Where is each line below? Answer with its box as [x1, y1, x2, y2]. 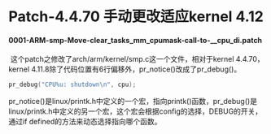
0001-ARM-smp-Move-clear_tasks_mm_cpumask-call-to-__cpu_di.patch [8, 35, 263, 45]
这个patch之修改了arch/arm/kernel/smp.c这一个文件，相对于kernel [10, 54, 234, 64]
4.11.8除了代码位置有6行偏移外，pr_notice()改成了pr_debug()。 [31, 64, 242, 74]
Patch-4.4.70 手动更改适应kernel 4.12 [8, 7, 264, 26]
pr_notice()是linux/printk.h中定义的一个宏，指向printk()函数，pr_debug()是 [8, 97, 258, 106]
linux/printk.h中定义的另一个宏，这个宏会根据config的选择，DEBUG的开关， [8, 106, 263, 116]
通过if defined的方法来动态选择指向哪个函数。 [8, 117, 162, 127]
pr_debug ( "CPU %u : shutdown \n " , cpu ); [8, 80, 137, 89]
